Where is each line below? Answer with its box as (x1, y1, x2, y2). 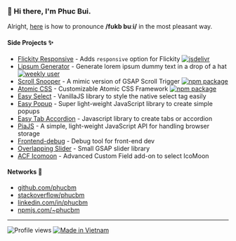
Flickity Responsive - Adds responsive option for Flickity (17, 54, 181, 63)
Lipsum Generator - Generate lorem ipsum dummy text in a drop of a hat (17, 62, 227, 70)
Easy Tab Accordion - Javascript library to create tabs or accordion (17, 114, 213, 122)
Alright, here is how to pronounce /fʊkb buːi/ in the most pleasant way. (7, 22, 213, 31)
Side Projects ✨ (7, 38, 54, 46)
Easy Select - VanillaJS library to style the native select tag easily (17, 91, 206, 100)
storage (17, 129, 40, 138)
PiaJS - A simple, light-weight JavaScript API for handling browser (17, 122, 209, 130)
